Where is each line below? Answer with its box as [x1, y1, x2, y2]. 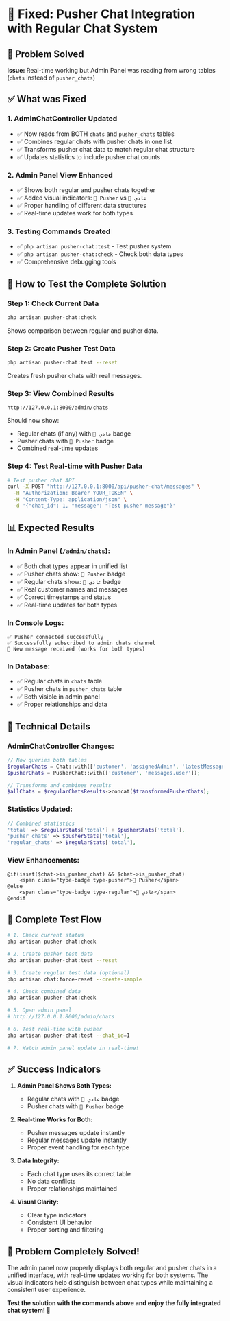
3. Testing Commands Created [7, 226, 111, 236]
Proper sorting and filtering [27, 1226, 104, 1234]
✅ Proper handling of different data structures [16, 201, 147, 209]
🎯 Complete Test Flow [7, 913, 102, 925]
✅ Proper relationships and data [16, 700, 107, 709]
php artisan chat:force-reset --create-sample [7, 976, 142, 983]
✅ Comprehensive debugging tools [16, 257, 116, 266]
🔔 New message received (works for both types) [7, 645, 146, 653]
